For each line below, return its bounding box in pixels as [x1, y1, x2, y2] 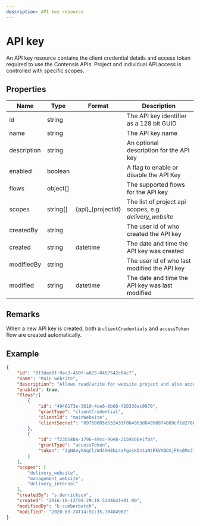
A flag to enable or [127, 164, 179, 172]
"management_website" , [27, 475, 84, 481]
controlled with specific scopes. [6, 67, 85, 74]
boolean [46, 167, 70, 176]
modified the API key [127, 264, 185, 272]
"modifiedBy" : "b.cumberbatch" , [17, 503, 97, 509]
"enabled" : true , [17, 386, 60, 393]
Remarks [6, 309, 40, 319]
